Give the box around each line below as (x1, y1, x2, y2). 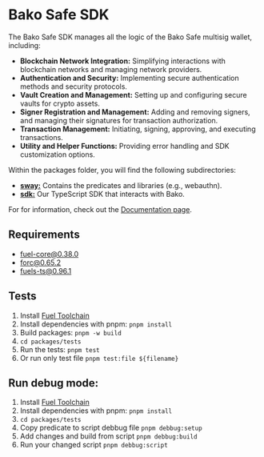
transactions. (19, 132, 64, 142)
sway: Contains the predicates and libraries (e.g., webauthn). (19, 180, 222, 190)
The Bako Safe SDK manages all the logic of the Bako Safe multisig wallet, (8, 32, 253, 42)
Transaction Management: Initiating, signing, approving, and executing (19, 124, 256, 134)
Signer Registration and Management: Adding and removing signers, (19, 106, 250, 117)
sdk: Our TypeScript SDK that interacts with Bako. (19, 189, 186, 198)
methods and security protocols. (19, 82, 128, 91)
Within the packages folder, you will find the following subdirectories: (8, 165, 236, 174)
